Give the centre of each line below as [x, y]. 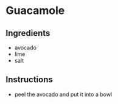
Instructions [29, 80]
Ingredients [28, 33]
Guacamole [35, 11]
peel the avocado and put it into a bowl [63, 94]
